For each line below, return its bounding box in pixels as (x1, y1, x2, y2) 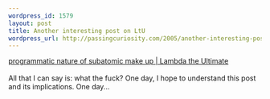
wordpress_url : (8, 34, 59, 43)
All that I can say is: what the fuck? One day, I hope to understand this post (8, 73, 256, 83)
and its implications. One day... (8, 82, 110, 92)
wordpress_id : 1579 (8, 11, 74, 20)
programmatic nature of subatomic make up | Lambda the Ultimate (8, 56, 229, 66)
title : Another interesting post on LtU (8, 27, 146, 35)
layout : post (8, 19, 52, 27)
